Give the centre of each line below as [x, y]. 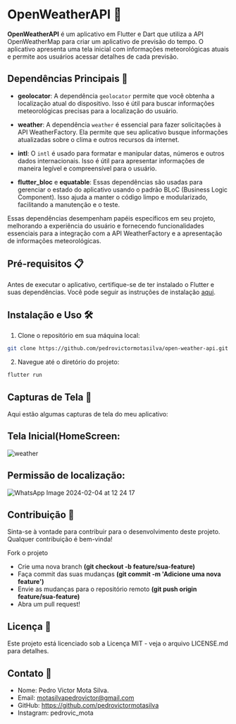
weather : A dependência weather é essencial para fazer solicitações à [119, 124]
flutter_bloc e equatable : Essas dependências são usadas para [110, 182]
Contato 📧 [30, 673]
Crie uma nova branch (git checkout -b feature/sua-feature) [106, 567]
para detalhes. [28, 651]
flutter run [25, 375]
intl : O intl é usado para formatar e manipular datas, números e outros [121, 153]
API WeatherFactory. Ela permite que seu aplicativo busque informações [123, 132]
